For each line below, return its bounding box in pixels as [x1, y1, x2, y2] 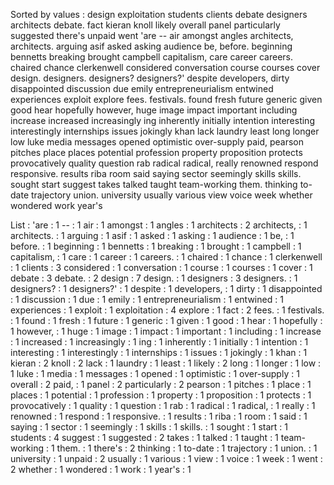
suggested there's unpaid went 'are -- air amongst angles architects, [10, 30, 294, 41]
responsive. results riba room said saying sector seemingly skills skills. [10, 168, 302, 179]
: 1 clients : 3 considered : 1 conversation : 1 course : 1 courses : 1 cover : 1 [10, 262, 313, 273]
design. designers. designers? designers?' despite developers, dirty [10, 72, 290, 84]
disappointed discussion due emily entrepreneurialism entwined [10, 83, 274, 94]
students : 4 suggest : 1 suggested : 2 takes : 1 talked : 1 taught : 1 [10, 432, 279, 443]
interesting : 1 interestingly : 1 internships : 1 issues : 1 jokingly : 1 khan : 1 [10, 347, 308, 358]
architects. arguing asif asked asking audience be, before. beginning [10, 40, 293, 52]
